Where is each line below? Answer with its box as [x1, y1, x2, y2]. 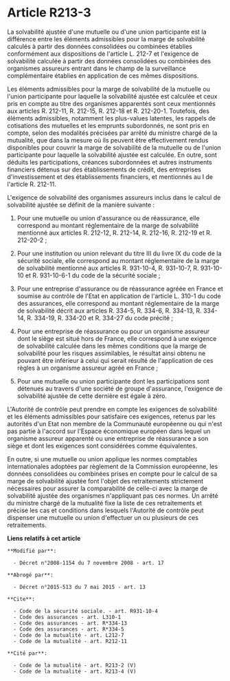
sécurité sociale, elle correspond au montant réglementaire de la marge [16, 256, 220, 264]
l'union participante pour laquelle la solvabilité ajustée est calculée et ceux [7, 92, 218, 101]
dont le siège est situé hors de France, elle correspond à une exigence [16, 334, 217, 342]
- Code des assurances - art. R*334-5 [13, 625, 125, 633]
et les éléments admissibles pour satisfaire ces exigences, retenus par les [7, 412, 216, 421]
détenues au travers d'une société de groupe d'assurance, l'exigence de [16, 384, 223, 392]
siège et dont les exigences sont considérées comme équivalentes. [7, 441, 198, 450]
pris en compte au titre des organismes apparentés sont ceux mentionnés [7, 99, 216, 107]
